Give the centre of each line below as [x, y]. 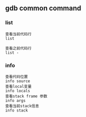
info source [18, 81]
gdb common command [43, 8]
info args [16, 100]
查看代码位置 [17, 77]
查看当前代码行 [18, 34]
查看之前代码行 [18, 48]
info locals [18, 91]
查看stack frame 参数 [26, 96]
